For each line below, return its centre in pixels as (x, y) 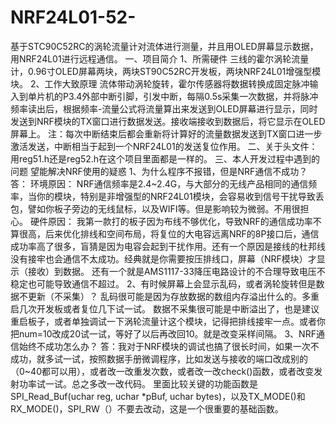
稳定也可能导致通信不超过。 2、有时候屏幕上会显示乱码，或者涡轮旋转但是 (163, 283)
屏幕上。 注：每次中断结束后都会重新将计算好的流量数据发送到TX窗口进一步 (166, 133)
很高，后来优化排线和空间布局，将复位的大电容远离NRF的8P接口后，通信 (169, 233)
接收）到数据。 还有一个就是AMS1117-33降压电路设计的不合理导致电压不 (176, 271)
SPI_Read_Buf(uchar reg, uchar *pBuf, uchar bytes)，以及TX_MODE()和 (158, 396)
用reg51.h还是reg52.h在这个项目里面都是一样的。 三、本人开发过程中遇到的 (165, 158)
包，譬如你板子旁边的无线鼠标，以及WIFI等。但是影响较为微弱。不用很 (155, 208)
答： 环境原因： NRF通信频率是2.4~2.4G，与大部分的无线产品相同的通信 (159, 183)
